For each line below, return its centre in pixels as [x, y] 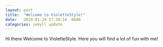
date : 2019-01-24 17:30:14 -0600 [43, 19]
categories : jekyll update [34, 24]
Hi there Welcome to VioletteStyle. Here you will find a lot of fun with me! [82, 39]
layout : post [19, 10]
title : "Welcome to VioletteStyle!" [45, 15]
